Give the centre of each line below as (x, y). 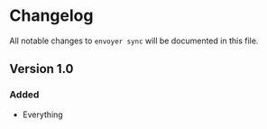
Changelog (51, 16)
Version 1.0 (41, 69)
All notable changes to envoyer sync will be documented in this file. (134, 41)
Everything (42, 115)
